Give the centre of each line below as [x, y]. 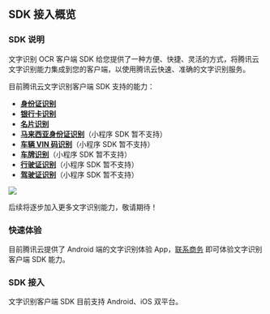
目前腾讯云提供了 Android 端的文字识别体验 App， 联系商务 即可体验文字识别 [135, 249]
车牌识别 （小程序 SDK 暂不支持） [76, 154]
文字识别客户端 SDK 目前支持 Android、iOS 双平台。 [96, 302]
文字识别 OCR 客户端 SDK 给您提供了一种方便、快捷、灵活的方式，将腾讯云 [134, 58]
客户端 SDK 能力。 [39, 259]
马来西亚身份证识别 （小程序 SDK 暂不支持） [94, 134]
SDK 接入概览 [42, 15]
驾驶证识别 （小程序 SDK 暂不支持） [79, 174]
